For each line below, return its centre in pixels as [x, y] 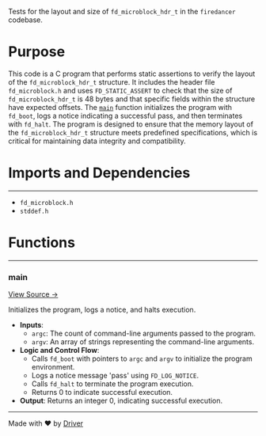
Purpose [37, 52]
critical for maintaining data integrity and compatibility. [97, 141]
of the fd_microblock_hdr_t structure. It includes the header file [112, 82]
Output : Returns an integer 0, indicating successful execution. [121, 401]
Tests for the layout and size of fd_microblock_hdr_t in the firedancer [122, 11]
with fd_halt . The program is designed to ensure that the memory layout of [131, 124]
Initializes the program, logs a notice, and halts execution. [102, 310]
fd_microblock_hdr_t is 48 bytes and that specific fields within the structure [132, 99]
